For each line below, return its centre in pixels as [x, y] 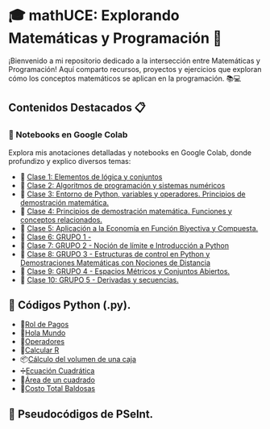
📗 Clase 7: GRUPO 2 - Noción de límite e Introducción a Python [125, 245]
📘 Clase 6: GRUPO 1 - [56, 237]
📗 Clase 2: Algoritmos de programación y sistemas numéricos [123, 185]
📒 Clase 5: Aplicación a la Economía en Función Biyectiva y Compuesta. [139, 228]
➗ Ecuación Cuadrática [57, 371]
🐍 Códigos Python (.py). [70, 305]
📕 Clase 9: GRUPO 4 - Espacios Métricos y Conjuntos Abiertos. [125, 271]
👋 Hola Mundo [43, 333]
